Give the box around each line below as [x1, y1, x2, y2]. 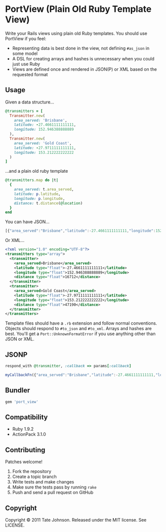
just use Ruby [12, 61, 41, 67]
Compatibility [5, 413, 48, 421]
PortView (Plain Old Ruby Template [5, 3, 152, 15]
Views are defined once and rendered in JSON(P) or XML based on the [12, 66, 157, 72]
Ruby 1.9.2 [12, 426, 34, 432]
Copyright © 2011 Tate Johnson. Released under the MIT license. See [5, 517, 147, 523]
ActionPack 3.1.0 [12, 432, 46, 437]
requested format [12, 71, 48, 77]
